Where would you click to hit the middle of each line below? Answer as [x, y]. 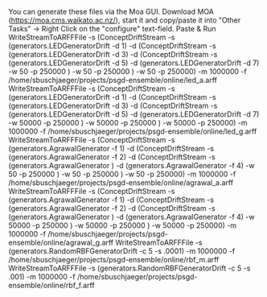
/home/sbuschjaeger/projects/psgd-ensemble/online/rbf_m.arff [114, 260]
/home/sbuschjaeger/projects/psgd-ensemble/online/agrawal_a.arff [121, 183]
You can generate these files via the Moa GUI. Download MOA [111, 12]
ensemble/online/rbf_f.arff [51, 285]
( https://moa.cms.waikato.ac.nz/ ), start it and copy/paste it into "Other [125, 20]
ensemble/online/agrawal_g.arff [61, 242]
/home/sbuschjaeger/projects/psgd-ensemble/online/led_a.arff [113, 80]
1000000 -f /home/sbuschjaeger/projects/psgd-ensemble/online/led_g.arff [133, 131]
